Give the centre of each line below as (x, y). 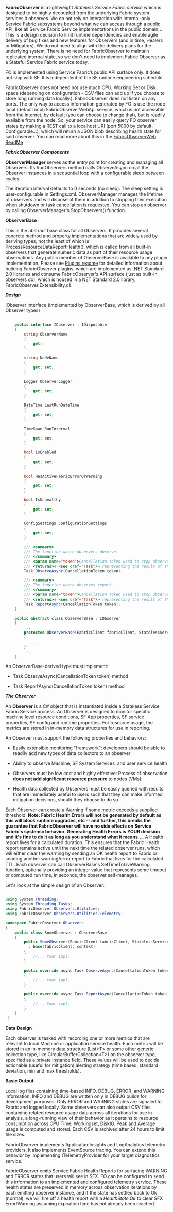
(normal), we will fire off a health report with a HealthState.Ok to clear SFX (84, 1198)
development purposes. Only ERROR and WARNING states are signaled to (84, 1101)
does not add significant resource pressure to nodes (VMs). (77, 779)
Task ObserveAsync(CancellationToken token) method (71, 676)
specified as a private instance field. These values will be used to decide (82, 1060)
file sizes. (15, 1134)
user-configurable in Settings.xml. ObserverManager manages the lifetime (84, 194)
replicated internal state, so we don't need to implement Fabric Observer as (85, 57)
